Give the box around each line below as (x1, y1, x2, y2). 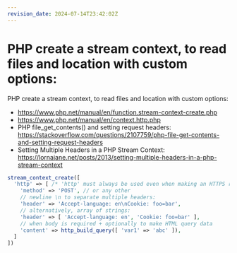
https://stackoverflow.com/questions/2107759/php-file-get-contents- (17, 130, 220, 139)
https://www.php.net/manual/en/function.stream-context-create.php (17, 107, 217, 117)
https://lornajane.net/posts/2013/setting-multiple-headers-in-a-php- (17, 153, 217, 161)
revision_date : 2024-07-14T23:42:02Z (7, 10, 119, 18)
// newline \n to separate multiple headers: (20, 194, 157, 201)
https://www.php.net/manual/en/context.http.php (17, 115, 161, 124)
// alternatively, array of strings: (20, 206, 131, 214)
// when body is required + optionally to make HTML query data (20, 220, 213, 227)
